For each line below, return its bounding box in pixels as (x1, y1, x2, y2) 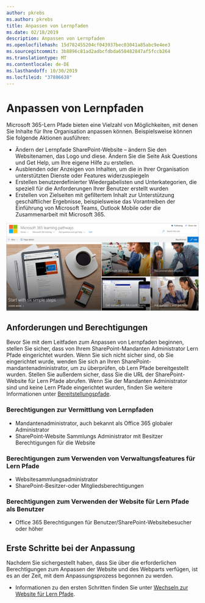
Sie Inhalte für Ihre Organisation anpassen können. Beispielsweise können (6, 128, 192, 135)
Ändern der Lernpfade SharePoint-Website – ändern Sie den (15, 146, 167, 154)
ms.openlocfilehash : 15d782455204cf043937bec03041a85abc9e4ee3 (6, 42, 171, 48)
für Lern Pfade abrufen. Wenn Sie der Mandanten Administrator (28, 377, 188, 385)
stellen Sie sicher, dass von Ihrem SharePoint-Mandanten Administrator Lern (6, 345, 198, 352)
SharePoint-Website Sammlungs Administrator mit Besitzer (15, 432, 163, 440)
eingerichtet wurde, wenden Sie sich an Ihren (6, 358, 120, 365)
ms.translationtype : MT (6, 55, 67, 61)
